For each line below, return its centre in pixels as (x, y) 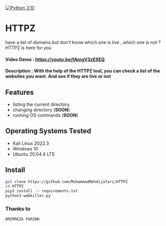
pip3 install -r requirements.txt (42, 191)
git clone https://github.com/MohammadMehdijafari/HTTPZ (67, 182)
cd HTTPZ (14, 186)
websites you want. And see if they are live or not (58, 77)
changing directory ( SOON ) (41, 109)
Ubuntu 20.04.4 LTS (33, 154)
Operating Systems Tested (48, 131)
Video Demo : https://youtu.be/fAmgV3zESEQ (55, 59)
